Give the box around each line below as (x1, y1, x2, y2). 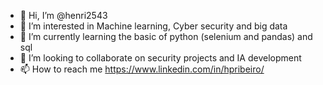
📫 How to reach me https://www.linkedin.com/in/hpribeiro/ (19, 63, 265, 75)
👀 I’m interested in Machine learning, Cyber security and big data (19, 20, 288, 32)
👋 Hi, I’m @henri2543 (19, 10, 108, 21)
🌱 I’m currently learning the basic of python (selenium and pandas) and (19, 31, 313, 42)
